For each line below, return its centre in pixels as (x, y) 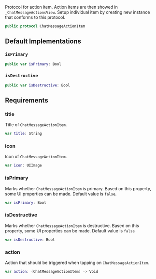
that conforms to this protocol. (35, 17)
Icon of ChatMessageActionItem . (36, 157)
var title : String (23, 134)
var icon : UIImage (23, 165)
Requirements (27, 100)
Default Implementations (43, 41)
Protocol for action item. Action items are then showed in (62, 7)
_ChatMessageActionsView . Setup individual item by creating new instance (78, 12)
